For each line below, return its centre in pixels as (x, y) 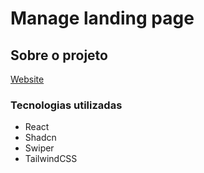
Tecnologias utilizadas (66, 105)
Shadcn (40, 138)
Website (27, 79)
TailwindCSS (51, 159)
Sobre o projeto (59, 55)
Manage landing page (102, 18)
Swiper (39, 148)
